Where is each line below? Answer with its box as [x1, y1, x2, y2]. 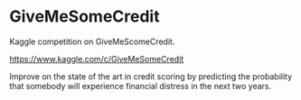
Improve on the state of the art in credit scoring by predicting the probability [9, 70, 293, 82]
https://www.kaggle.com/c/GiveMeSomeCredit [9, 53, 184, 64]
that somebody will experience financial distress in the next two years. [9, 80, 272, 91]
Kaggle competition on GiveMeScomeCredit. [9, 36, 175, 47]
